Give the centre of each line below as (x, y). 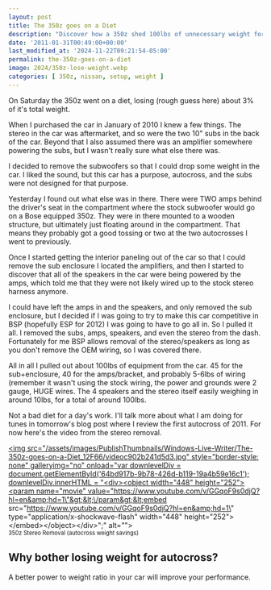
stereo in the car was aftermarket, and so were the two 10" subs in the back (134, 133)
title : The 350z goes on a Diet (63, 25)
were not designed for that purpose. (69, 183)
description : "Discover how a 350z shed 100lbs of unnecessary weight (129, 34)
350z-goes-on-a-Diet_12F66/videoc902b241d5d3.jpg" (99, 456)
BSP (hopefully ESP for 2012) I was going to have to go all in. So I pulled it (131, 324)
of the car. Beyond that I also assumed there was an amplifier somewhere (130, 142)
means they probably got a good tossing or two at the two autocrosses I (128, 233)
